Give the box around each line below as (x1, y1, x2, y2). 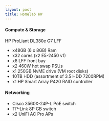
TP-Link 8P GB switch (12, 106, 56, 112)
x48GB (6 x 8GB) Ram (12, 47, 57, 53)
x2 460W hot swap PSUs (12, 63, 63, 69)
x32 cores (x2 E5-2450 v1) (12, 52, 66, 58)
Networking (5, 90, 30, 96)
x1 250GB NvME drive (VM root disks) (12, 68, 89, 74)
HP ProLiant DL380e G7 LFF (5, 38, 62, 44)
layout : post (5, 7, 32, 12)
